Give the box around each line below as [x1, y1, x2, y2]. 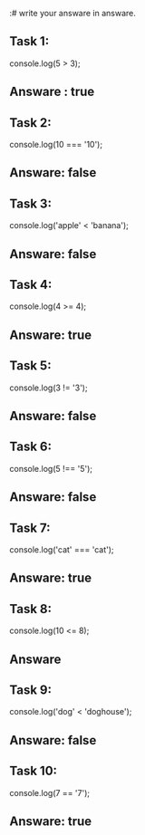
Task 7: [9, 520, 52, 535]
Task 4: [9, 277, 53, 293]
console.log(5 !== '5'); [9, 463, 93, 474]
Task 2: [9, 115, 52, 130]
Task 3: [9, 196, 53, 211]
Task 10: [9, 763, 57, 779]
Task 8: [9, 601, 53, 617]
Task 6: [9, 439, 53, 455]
